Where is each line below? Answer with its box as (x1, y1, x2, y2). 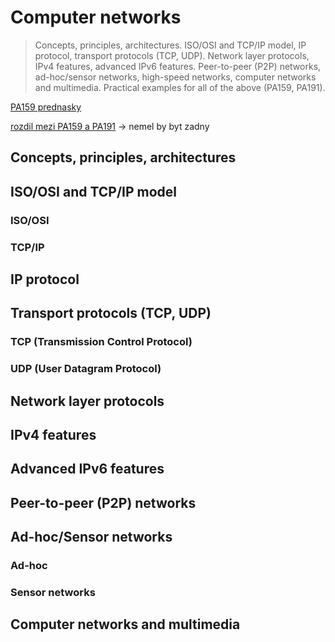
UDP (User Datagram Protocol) (10, 362, 162, 376)
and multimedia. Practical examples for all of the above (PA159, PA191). (34, 81, 326, 93)
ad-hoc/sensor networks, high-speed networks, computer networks (34, 71, 317, 83)
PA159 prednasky (10, 101, 82, 113)
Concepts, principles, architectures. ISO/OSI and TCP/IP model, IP (34, 39, 307, 51)
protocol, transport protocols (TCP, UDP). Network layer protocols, (34, 49, 310, 61)
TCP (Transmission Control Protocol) (10, 335, 193, 349)
